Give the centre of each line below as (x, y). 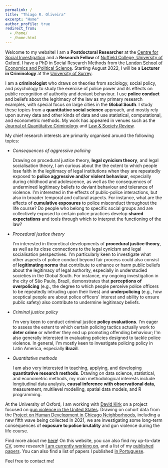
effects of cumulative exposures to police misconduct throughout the (84, 203)
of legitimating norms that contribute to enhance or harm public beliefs (86, 265)
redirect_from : (21, 29)
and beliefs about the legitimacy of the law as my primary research (74, 99)
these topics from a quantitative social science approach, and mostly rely (82, 110)
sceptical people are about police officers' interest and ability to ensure (86, 297)
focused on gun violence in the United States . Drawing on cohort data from (82, 409)
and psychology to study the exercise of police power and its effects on (79, 88)
